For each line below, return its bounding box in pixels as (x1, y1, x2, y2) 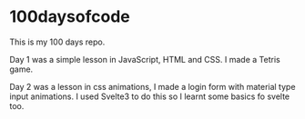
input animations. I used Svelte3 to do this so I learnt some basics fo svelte (9, 91, 290, 102)
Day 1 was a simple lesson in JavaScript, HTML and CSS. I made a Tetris (9, 54, 280, 64)
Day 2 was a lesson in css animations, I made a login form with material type (9, 81, 296, 92)
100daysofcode (9, 6, 130, 27)
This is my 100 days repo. (9, 36, 106, 47)
